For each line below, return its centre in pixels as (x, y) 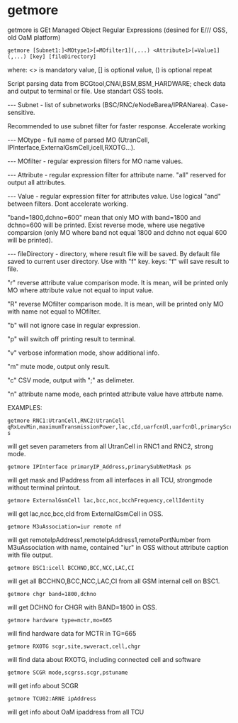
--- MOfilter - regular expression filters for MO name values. (95, 161)
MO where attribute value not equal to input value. (80, 290)
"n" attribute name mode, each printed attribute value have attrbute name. (116, 394)
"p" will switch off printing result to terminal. (72, 338)
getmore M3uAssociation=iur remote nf (64, 526)
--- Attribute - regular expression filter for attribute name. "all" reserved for (117, 175)
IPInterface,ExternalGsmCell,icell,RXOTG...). (72, 147)
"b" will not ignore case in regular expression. (74, 325)
